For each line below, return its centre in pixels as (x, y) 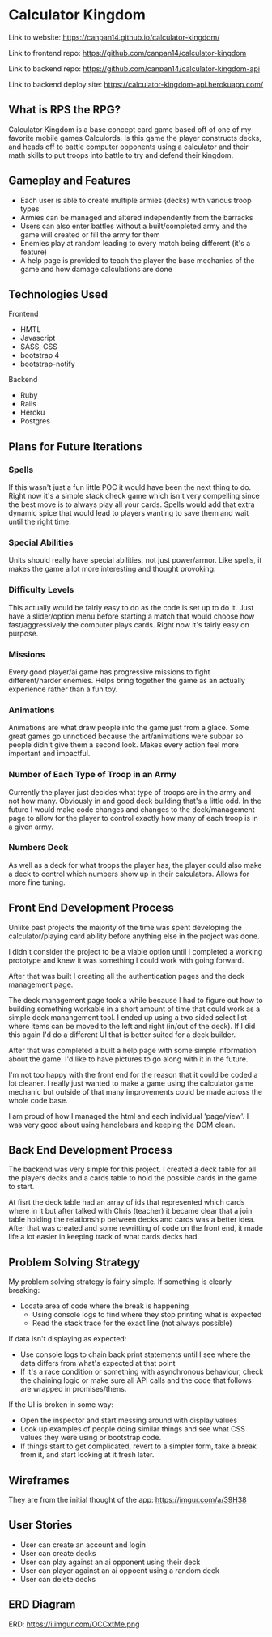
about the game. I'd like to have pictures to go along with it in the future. (128, 1059)
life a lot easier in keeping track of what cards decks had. (104, 1237)
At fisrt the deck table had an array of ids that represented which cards (127, 1202)
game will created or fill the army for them (90, 234)
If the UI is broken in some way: (61, 1405)
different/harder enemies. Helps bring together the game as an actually (127, 680)
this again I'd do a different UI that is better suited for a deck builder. (122, 1035)
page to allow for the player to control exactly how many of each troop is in (134, 818)
